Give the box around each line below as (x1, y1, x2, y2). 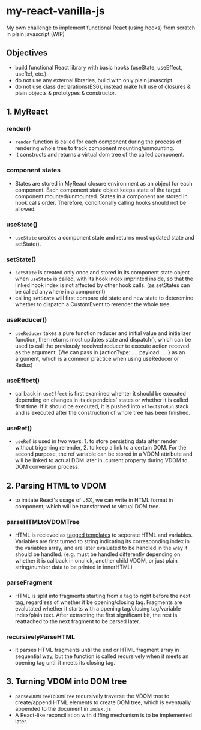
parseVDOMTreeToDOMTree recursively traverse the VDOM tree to (14, 692, 170, 699)
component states (6, 166, 61, 175)
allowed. (14, 205, 36, 213)
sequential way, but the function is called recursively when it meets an (14, 653, 189, 660)
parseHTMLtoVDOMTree (6, 517, 80, 526)
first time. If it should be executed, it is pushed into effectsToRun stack (14, 402, 189, 409)
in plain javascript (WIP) (6, 30, 65, 37)
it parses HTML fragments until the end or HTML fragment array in (14, 646, 179, 653)
